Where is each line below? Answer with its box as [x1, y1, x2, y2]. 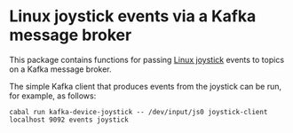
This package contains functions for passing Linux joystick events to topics [9, 54, 285, 65]
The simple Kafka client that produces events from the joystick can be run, [9, 81, 282, 91]
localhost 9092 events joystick [9, 115, 129, 124]
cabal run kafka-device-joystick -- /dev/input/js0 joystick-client [9, 107, 268, 116]
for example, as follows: [9, 90, 97, 101]
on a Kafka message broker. [9, 64, 113, 74]
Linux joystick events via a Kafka [9, 6, 257, 27]
